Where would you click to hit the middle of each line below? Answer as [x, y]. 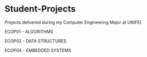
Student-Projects [40, 9]
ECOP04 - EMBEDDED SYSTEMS [38, 50]
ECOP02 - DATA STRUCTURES [36, 41]
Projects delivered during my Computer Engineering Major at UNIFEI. [73, 22]
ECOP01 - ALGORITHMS [29, 31]
